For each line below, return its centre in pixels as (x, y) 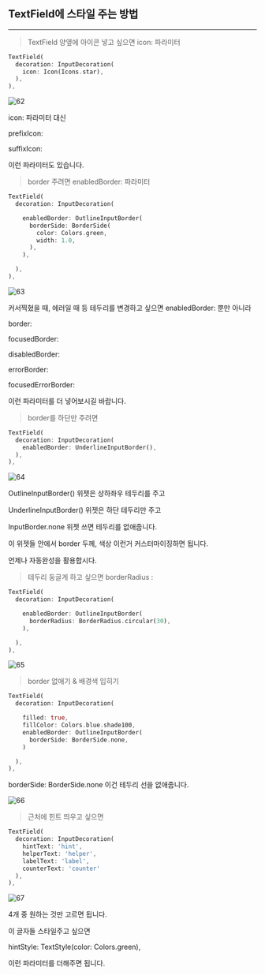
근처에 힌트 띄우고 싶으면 (65, 817)
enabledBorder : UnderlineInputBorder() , (90, 447)
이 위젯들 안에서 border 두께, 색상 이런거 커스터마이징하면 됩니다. (108, 544)
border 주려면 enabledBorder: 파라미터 (89, 182)
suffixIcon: (25, 149)
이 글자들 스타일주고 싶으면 (49, 931)
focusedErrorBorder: (42, 384)
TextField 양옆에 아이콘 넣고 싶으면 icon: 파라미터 (104, 42)
